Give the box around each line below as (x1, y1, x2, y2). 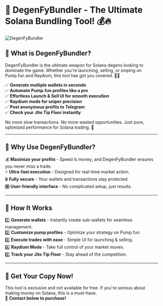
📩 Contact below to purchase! (5, 295, 66, 301)
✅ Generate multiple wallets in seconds (5, 82, 86, 88)
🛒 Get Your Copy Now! (5, 272, 74, 280)
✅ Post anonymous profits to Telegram (5, 104, 85, 110)
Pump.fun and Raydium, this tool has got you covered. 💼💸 (5, 73, 120, 78)
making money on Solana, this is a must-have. (5, 290, 97, 296)
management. (5, 224, 33, 230)
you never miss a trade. (5, 163, 52, 169)
